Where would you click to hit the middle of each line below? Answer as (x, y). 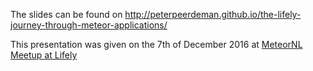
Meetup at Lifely (44, 55)
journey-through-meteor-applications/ (89, 25)
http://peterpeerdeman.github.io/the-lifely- (213, 14)
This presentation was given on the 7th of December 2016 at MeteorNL (156, 44)
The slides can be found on (66, 14)
